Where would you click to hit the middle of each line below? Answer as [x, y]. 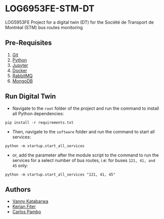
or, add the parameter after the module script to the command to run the [85, 155]
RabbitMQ [22, 76]
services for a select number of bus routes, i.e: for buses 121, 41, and [84, 160]
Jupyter [20, 65]
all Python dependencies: [38, 113]
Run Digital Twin [31, 96]
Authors [18, 189]
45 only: [20, 165]
